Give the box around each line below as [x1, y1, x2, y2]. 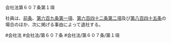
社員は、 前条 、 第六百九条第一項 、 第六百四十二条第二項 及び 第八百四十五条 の [5, 15, 166, 21]
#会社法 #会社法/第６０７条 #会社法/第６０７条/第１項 [5, 32, 120, 38]
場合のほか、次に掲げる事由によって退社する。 [5, 22, 104, 27]
